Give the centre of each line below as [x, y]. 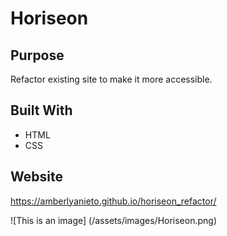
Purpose [37, 55]
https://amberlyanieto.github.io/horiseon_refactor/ [113, 201]
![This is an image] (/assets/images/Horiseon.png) [114, 220]
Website [36, 177]
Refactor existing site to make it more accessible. [111, 79]
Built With [41, 110]
